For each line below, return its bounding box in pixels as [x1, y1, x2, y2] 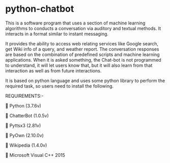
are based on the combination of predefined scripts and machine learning [5, 51, 160, 58]
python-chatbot [5, 3, 74, 15]
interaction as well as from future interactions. [5, 67, 102, 74]
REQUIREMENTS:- [5, 93, 44, 99]
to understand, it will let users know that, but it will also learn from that [5, 62, 153, 68]
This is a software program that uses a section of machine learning [5, 20, 146, 26]
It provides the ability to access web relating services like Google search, [5, 40, 159, 46]
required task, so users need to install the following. [5, 83, 114, 89]
